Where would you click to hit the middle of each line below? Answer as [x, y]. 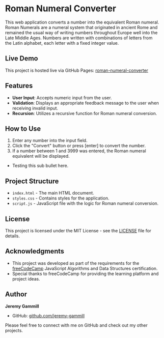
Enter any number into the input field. [50, 141]
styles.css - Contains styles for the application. [61, 198]
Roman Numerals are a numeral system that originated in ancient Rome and [82, 27]
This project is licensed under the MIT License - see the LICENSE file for [78, 231]
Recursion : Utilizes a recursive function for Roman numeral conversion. [84, 113]
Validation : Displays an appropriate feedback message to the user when [85, 103]
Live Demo [22, 59]
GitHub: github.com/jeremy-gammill [48, 315]
